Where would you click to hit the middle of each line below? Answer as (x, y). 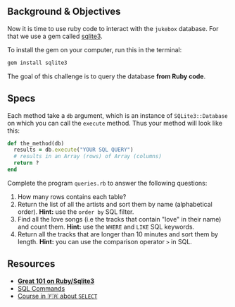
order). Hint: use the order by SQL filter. (76, 212)
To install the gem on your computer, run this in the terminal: (95, 49)
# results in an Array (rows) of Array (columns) (88, 157)
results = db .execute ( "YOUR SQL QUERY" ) (74, 150)
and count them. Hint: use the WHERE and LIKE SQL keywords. (106, 227)
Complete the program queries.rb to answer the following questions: (107, 183)
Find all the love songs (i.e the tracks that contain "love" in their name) (119, 219)
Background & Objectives (64, 12)
